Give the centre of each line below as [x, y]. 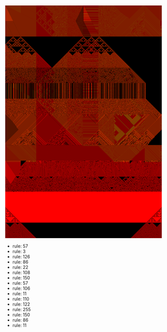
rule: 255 [22, 310]
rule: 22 [20, 267]
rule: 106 [21, 288]
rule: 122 [21, 304]
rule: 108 [21, 273]
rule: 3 [19, 251]
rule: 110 [21, 299]
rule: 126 [21, 257]
